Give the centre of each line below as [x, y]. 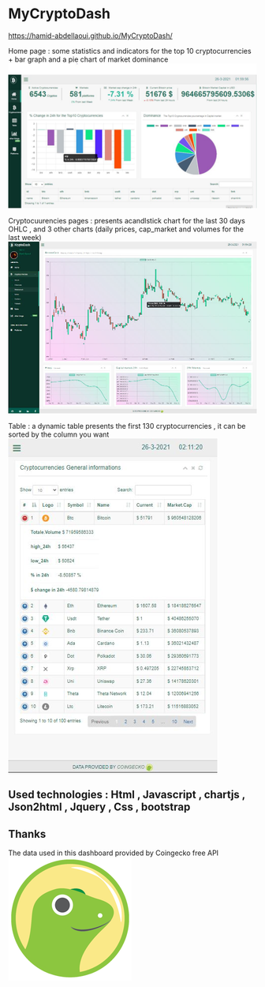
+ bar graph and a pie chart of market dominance [88, 59]
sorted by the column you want [59, 434]
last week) [25, 238]
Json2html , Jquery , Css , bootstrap [99, 807]
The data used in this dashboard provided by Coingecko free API [114, 853]
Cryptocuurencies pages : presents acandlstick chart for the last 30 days [127, 221]
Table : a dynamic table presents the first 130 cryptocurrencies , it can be [127, 426]
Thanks [27, 834]
